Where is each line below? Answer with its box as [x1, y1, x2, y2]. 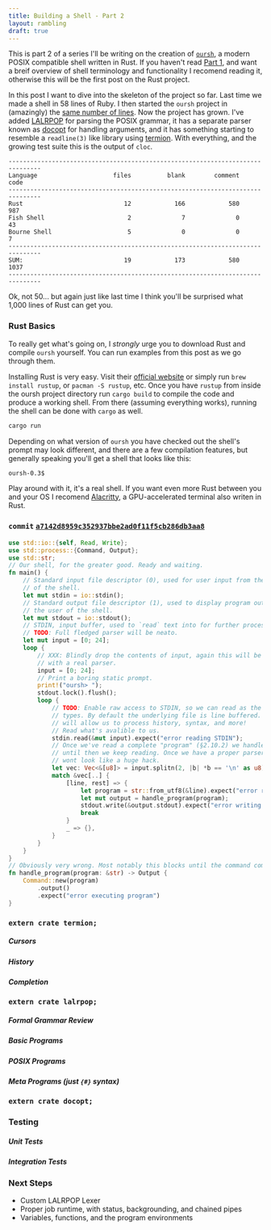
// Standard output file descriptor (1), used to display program [23, 598, 251, 607]
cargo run [8, 422, 42, 430]
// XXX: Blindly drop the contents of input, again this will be [37, 651, 262, 659]
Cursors [8, 936, 36, 946]
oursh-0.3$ [8, 469, 45, 477]
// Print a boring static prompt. [37, 674, 153, 682]
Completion [8, 976, 48, 986]
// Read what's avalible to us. [51, 726, 161, 735]
